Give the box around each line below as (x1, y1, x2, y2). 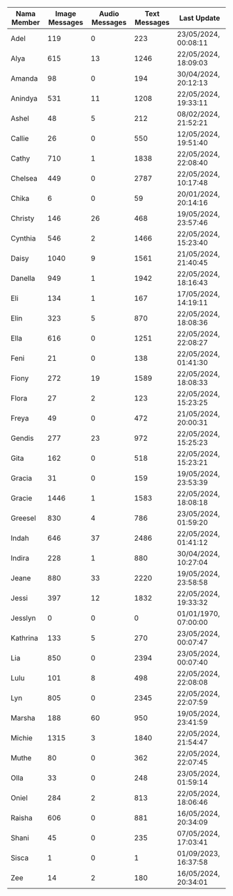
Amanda (10, 74, 38, 83)
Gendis (10, 434, 34, 443)
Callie (10, 133, 29, 143)
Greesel (10, 514, 36, 523)
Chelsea (10, 174, 38, 183)
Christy (10, 213, 35, 223)
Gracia (10, 473, 33, 482)
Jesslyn (10, 613, 36, 623)
